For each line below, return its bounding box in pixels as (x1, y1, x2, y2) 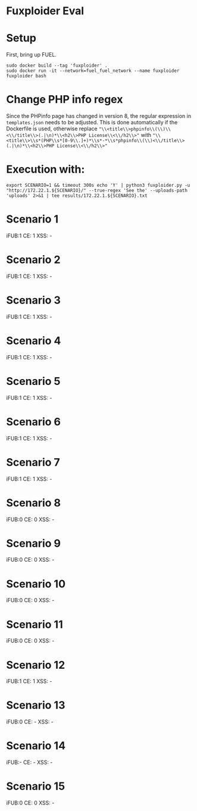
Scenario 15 (6, 779, 65, 793)
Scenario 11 (6, 618, 64, 631)
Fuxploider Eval (6, 4, 85, 18)
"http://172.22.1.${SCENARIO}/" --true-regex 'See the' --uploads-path (6, 187, 187, 193)
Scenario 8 (6, 496, 61, 509)
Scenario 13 (6, 699, 65, 712)
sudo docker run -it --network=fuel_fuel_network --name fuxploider (6, 68, 180, 74)
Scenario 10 (6, 577, 66, 590)
